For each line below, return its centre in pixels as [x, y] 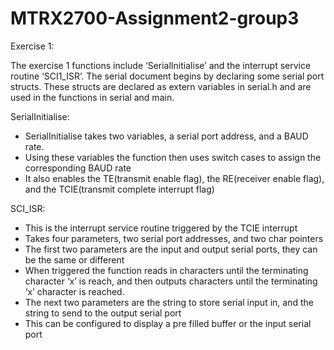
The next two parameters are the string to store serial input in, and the [169, 302]
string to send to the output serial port [103, 313]
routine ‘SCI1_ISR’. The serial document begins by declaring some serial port [167, 76]
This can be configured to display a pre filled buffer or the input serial [168, 323]
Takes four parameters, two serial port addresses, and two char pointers [174, 238]
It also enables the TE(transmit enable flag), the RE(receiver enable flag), [174, 178]
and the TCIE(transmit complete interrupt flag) [119, 189]
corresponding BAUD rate [78, 168]
